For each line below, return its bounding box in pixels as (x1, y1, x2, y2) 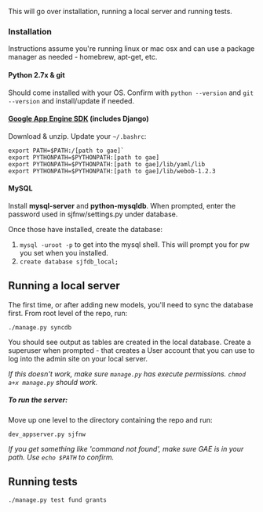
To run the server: (8, 395, 68, 405)
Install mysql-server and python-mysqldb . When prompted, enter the (8, 201, 236, 210)
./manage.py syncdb (8, 323, 72, 332)
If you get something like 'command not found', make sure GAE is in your (8, 444, 244, 453)
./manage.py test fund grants (8, 496, 108, 504)
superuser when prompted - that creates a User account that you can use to (8, 345, 255, 355)
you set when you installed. (19, 248, 108, 257)
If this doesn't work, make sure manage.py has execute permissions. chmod (8, 369, 246, 379)
